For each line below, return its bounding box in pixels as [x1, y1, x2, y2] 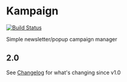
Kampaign [6, 4, 59, 18]
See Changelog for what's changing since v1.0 [6, 69, 121, 76]
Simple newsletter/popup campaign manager [6, 35, 117, 42]
